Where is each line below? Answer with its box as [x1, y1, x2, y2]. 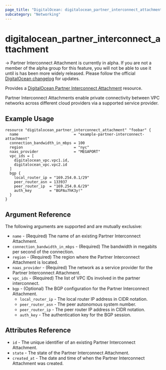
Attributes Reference [5, 326, 71, 334]
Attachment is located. [12, 259, 58, 265]
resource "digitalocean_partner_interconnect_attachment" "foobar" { [5, 128, 152, 133]
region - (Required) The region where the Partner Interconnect [12, 254, 140, 260]
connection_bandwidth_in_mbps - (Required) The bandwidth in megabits [12, 243, 157, 250]
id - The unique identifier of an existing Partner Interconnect [12, 339, 136, 345]
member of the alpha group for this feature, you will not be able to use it [5, 65, 152, 71]
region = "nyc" [9, 145, 90, 150]
